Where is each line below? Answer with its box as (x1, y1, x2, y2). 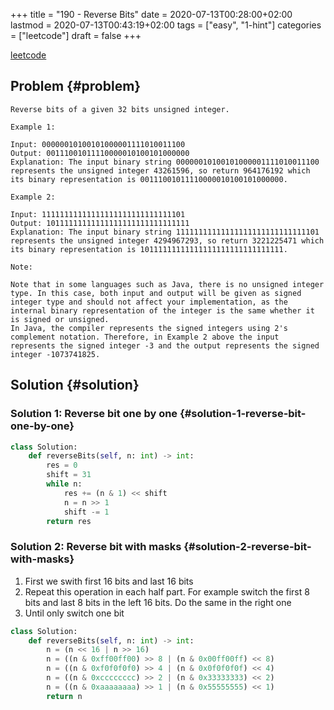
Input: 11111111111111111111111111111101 (10, 209, 186, 219)
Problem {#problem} (10, 78, 142, 95)
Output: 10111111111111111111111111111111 (10, 218, 190, 228)
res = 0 (46, 460, 78, 471)
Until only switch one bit (24, 607, 125, 619)
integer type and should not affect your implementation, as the (10, 297, 288, 307)
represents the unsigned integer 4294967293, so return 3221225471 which (10, 235, 325, 246)
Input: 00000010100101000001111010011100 (10, 139, 186, 149)
